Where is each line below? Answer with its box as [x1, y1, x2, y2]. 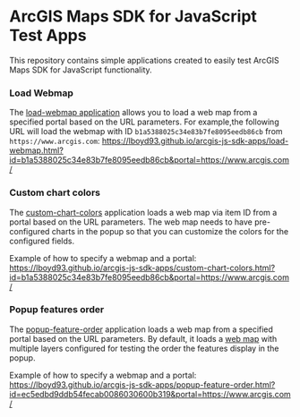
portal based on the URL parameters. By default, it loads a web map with [9, 333, 278, 344]
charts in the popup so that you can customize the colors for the [51, 226, 289, 236]
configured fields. [9, 235, 74, 246]
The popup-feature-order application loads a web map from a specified [9, 324, 273, 335]
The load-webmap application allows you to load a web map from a [9, 107, 258, 118]
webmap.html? [9, 145, 64, 156]
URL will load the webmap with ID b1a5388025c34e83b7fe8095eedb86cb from [9, 126, 284, 137]
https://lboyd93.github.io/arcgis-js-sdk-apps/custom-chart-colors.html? [9, 262, 276, 273]
